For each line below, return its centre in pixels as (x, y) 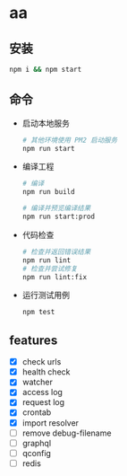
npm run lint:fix (55, 277)
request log (43, 402)
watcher (38, 382)
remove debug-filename (67, 433)
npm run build (48, 192)
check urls (42, 362)
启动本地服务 (46, 123)
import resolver (50, 423)
